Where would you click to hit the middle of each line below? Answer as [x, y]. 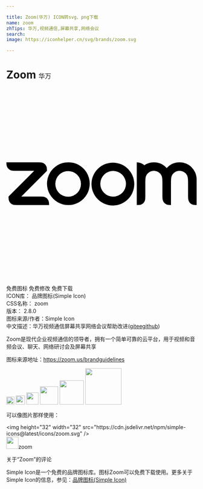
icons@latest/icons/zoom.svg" [44, 434]
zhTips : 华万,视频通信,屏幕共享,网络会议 [53, 28]
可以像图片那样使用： [33, 415]
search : [16, 34]
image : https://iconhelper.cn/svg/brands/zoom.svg [71, 40]
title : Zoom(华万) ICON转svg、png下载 [52, 17]
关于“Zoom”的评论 [29, 459]
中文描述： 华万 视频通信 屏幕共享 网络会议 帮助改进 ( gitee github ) [83, 326]
